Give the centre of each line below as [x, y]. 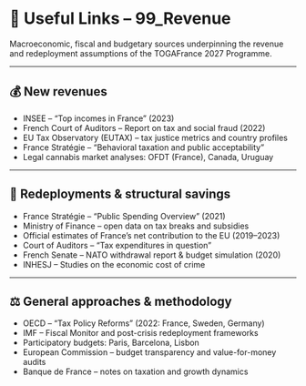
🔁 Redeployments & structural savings [120, 194]
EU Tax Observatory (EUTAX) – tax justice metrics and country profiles [155, 137]
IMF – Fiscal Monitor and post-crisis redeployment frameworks [140, 333]
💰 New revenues [58, 91]
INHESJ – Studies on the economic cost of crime [114, 264]
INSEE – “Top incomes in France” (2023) [98, 118]
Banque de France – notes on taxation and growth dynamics [135, 371]
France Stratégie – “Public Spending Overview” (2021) [124, 216]
